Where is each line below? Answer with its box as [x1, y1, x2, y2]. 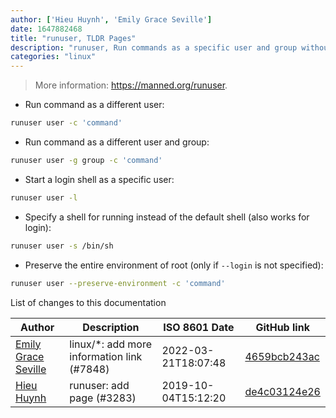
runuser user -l [10, 192, 78, 203]
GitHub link [255, 320, 310, 334]
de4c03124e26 [244, 384, 321, 398]
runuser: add [69, 378, 130, 392]
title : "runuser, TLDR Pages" [10, 33, 137, 43]
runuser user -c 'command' [10, 118, 123, 128]
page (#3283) [69, 391, 137, 405]
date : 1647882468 [10, 24, 83, 34]
